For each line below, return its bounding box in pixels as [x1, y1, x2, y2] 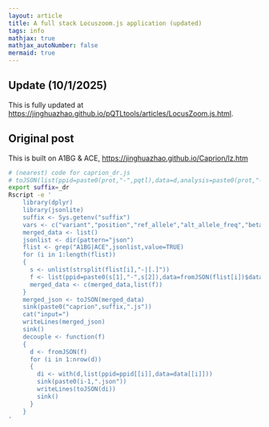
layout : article [8, 11, 62, 20]
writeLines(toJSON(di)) [37, 385, 116, 393]
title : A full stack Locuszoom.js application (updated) [8, 19, 203, 27]
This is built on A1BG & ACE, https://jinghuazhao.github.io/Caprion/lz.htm [8, 153, 248, 163]
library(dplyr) [22, 198, 74, 207]
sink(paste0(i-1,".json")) [37, 378, 127, 386]
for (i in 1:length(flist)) [22, 250, 116, 259]
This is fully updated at [8, 100, 84, 109]
